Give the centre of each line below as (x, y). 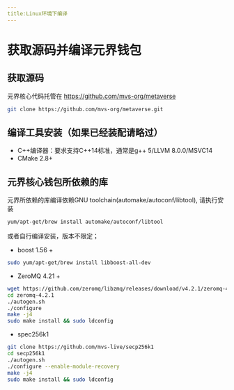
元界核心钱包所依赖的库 (57, 182)
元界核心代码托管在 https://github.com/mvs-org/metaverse (92, 96)
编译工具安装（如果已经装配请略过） (85, 132)
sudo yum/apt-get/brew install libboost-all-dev (79, 263)
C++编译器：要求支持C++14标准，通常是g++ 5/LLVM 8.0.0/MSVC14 (115, 151)
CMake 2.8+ (35, 159)
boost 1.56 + (35, 250)
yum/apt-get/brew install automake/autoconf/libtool (85, 222)
